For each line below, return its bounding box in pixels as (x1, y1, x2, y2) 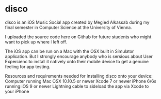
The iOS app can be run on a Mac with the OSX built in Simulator (5, 48, 134, 54)
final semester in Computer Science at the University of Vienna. (5, 24, 132, 30)
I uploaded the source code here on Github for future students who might (5, 34, 152, 40)
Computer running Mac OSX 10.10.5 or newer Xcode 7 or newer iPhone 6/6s (5, 78, 157, 84)
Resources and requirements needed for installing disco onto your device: (5, 73, 153, 79)
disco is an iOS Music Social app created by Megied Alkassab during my (5, 19, 150, 25)
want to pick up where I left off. (5, 39, 67, 44)
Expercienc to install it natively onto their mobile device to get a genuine (5, 58, 149, 64)
